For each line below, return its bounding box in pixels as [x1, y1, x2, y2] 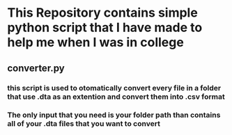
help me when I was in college [7, 35, 185, 50]
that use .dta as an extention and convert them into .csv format [7, 92, 225, 102]
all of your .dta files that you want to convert [7, 119, 160, 129]
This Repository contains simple [7, 5, 199, 21]
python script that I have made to [7, 19, 203, 35]
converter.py [7, 62, 65, 74]
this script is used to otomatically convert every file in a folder [7, 83, 222, 93]
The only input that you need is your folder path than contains [7, 110, 221, 120]
